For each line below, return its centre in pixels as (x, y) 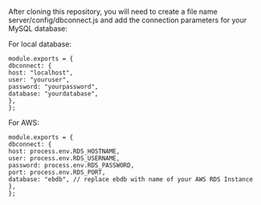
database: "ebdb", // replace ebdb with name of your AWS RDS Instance (130, 179)
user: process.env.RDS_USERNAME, (64, 159)
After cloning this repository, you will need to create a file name (113, 12)
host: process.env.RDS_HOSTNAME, (64, 151)
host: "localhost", (41, 73)
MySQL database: (38, 28)
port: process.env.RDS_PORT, (57, 172)
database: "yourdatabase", (53, 94)
